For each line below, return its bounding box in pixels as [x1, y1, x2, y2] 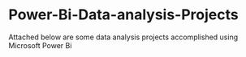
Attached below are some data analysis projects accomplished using [8, 32, 238, 42]
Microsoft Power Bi [8, 40, 72, 50]
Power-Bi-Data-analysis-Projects [8, 6, 239, 24]
